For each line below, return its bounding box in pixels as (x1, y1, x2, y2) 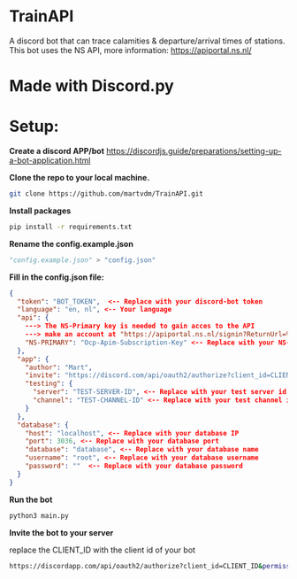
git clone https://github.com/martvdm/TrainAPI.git (9, 189, 203, 198)
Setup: (9, 117, 59, 136)
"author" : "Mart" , (25, 363, 93, 372)
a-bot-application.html (9, 155, 91, 166)
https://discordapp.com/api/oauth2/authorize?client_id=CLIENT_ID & (9, 561, 263, 570)
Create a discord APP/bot (9, 146, 104, 157)
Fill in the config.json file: (9, 272, 104, 282)
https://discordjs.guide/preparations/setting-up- (105, 146, 282, 157)
